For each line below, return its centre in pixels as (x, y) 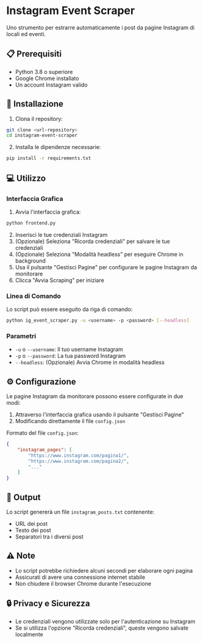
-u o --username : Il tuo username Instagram (69, 349)
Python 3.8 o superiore (44, 71)
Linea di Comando (34, 296)
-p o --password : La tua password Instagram (70, 356)
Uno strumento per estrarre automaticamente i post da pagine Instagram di (101, 27)
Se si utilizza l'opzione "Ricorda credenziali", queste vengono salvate (102, 628)
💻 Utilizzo (26, 178)
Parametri (21, 336)
